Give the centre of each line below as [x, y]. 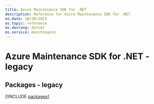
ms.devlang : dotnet [25, 28]
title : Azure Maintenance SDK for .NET [46, 10]
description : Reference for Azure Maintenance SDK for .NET [68, 14]
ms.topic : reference [26, 23]
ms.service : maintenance [30, 32]
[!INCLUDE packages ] [27, 96]
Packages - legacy [34, 85]
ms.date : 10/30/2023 [26, 19]
